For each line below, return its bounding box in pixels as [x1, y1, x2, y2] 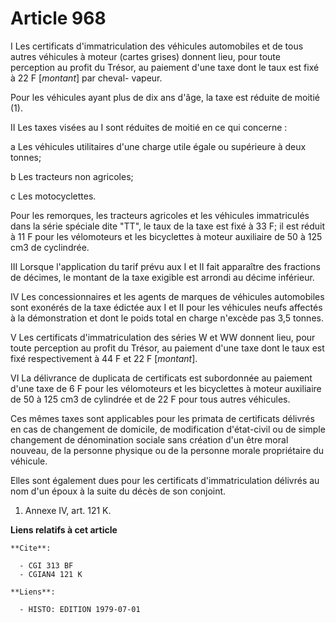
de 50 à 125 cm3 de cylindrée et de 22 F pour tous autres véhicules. [10, 393, 291, 405]
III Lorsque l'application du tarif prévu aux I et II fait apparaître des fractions [10, 260, 321, 272]
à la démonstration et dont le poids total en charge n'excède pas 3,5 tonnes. [10, 312, 324, 324]
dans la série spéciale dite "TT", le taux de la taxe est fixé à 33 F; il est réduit [10, 220, 325, 232]
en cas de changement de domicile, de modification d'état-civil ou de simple [10, 423, 326, 435]
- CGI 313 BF [19, 560, 74, 571]
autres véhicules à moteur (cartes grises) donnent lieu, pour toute [10, 50, 281, 62]
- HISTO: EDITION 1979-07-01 [19, 604, 141, 614]
